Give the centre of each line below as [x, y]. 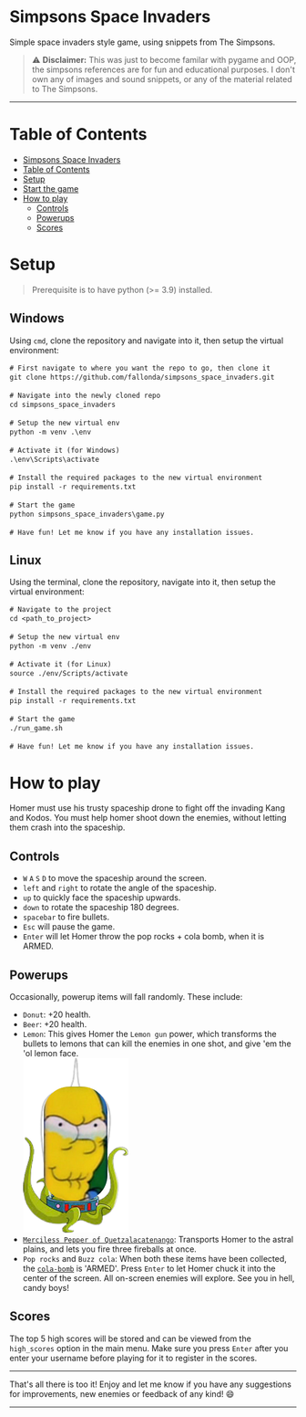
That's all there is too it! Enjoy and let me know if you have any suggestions [150, 1384]
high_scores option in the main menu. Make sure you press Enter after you [149, 1348]
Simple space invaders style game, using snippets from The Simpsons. [143, 42]
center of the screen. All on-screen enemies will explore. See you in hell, [158, 1278]
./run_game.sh [36, 729]
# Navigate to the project [61, 610]
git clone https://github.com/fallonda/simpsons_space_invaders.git [142, 377]
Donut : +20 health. [56, 1014]
